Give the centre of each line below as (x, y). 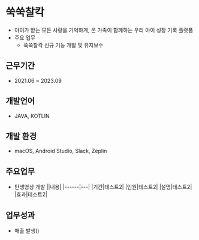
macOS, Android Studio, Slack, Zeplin (61, 151)
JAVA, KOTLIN (32, 116)
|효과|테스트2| (31, 194)
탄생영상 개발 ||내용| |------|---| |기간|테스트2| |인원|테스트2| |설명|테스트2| (103, 187)
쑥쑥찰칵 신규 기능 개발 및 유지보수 (63, 45)
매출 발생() (27, 231)
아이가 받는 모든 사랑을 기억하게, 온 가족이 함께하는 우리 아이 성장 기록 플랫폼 (104, 30)
